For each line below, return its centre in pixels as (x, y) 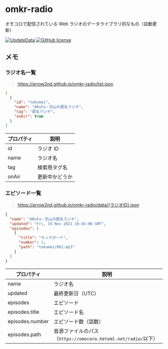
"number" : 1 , (32, 242)
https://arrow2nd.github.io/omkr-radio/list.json (65, 84)
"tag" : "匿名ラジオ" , (35, 112)
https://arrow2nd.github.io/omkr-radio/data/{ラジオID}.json (78, 205)
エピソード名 (68, 312)
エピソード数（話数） (78, 321)
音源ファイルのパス (76, 331)
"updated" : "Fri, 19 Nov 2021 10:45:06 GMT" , (58, 224)
